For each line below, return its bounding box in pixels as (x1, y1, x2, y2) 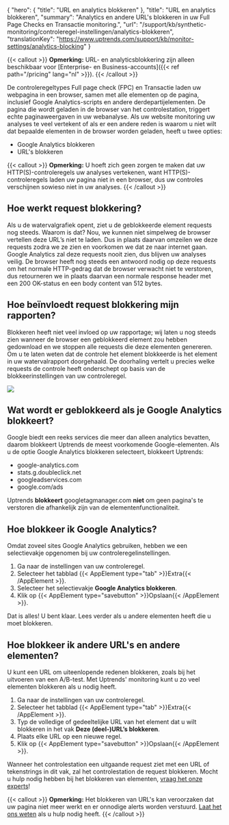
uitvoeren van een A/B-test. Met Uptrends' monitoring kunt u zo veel (7, 675, 200, 684)
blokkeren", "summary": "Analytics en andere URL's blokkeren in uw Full (7, 13, 210, 21)
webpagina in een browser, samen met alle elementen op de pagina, (7, 91, 200, 99)
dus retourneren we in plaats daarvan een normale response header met (7, 272, 211, 280)
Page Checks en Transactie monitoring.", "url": (7, 21, 138, 28)
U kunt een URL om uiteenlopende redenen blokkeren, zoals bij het (7, 668, 196, 676)
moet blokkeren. (7, 619, 53, 627)
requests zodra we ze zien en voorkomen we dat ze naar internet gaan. (7, 243, 208, 251)
